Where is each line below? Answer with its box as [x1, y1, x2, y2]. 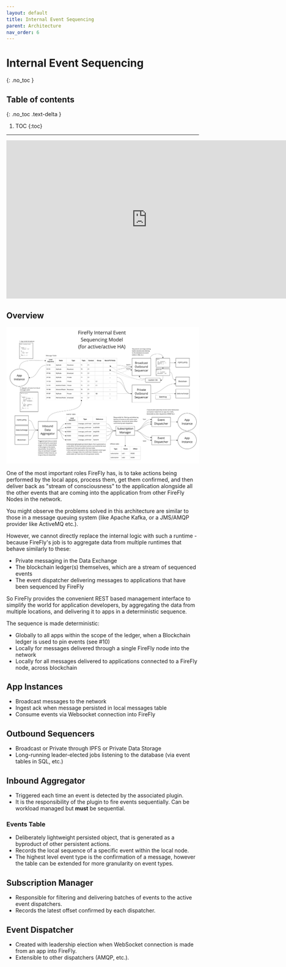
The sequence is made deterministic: [6, 620, 100, 627]
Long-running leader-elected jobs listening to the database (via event [15, 751, 191, 758]
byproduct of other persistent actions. [15, 840, 111, 848]
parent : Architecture [6, 23, 62, 29]
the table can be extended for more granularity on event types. [15, 860, 174, 867]
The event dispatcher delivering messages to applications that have [15, 576, 186, 584]
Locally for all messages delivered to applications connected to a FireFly [15, 658, 197, 665]
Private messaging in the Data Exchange [15, 557, 117, 564]
